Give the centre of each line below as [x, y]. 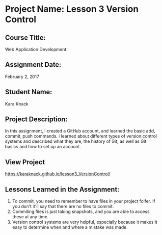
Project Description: [36, 119]
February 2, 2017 [22, 77]
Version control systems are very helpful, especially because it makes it [85, 222]
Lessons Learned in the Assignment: [62, 189]
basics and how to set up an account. [43, 147]
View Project [25, 162]
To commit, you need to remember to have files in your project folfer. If [84, 201]
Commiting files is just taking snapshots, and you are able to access [81, 211]
